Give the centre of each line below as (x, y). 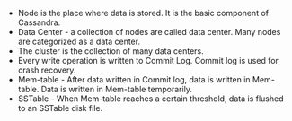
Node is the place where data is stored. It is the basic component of (143, 13)
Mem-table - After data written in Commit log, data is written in (134, 79)
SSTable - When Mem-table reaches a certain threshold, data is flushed (150, 99)
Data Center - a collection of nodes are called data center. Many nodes (149, 32)
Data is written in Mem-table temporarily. (117, 89)
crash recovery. (47, 70)
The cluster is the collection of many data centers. (111, 51)
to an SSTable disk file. (60, 108)
